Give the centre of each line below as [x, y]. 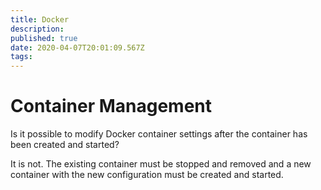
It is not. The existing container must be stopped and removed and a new [161, 164]
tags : [21, 57]
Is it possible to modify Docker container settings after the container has [159, 134]
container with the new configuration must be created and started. [147, 175]
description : [37, 29]
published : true [44, 38]
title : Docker [40, 19]
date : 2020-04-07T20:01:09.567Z [77, 47]
